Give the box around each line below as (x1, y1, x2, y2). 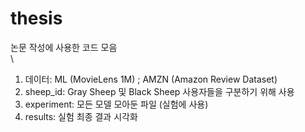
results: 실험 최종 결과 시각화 (24, 110, 138, 122)
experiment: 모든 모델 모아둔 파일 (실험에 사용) (24, 98, 209, 110)
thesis (10, 7, 63, 30)
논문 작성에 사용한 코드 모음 (10, 41, 118, 53)
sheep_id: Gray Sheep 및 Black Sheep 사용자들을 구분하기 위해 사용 (24, 85, 295, 97)
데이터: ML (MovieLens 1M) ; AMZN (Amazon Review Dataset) (24, 73, 278, 85)
